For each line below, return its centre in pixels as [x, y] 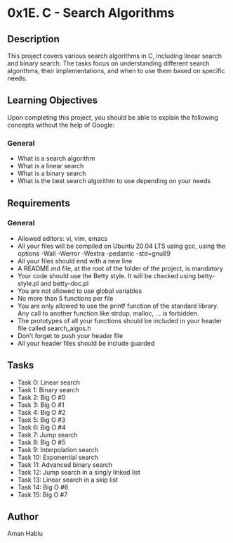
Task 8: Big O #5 [41, 442]
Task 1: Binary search [48, 389]
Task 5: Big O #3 [41, 420]
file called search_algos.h [54, 328]
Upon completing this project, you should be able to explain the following [113, 117]
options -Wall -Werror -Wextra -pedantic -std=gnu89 [94, 253]
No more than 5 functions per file [65, 298]
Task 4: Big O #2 [41, 412]
